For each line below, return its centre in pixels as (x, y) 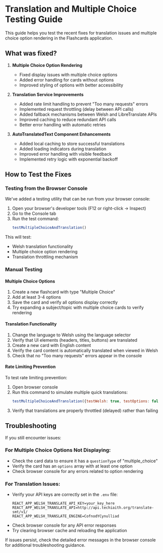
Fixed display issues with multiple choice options (68, 75)
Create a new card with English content (52, 345)
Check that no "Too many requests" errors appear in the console (77, 355)
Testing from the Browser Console (46, 188)
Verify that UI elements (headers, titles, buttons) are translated (75, 340)
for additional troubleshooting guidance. (45, 545)
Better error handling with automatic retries (63, 124)
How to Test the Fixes (38, 174)
